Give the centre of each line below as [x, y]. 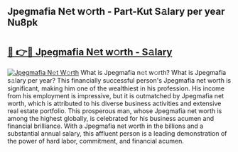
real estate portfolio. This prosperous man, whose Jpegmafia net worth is [115, 111]
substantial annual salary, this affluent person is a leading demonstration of [117, 133]
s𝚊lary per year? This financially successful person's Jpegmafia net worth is [119, 80]
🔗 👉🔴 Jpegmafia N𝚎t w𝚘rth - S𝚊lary [90, 52]
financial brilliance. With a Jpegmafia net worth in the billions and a [106, 126]
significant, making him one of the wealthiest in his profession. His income [116, 88]
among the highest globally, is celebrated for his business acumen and [111, 118]
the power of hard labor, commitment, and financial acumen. [96, 141]
